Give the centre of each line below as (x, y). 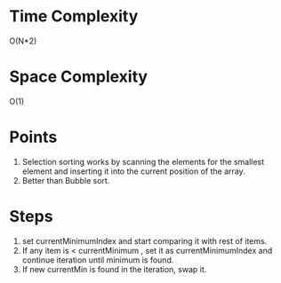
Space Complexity (79, 77)
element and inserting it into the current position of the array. (134, 171)
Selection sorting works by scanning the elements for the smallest (143, 161)
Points (33, 137)
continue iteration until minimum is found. (98, 260)
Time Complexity (74, 16)
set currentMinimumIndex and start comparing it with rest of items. (145, 240)
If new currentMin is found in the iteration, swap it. (114, 269)
